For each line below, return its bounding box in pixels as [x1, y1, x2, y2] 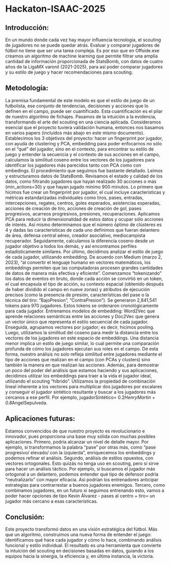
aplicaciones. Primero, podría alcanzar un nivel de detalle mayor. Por [5, 438, 149, 445]
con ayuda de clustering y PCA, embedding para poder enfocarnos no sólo [5, 140, 162, 146]
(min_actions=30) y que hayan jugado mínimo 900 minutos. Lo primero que [5, 183, 163, 190]
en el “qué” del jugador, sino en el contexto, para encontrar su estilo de [5, 146, 154, 152]
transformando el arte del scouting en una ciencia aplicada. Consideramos [5, 119, 161, 125]
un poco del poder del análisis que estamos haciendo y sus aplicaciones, [5, 367, 158, 373]
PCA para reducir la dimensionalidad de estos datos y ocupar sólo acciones [5, 216, 163, 222]
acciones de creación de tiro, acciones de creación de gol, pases [5, 205, 142, 211]
